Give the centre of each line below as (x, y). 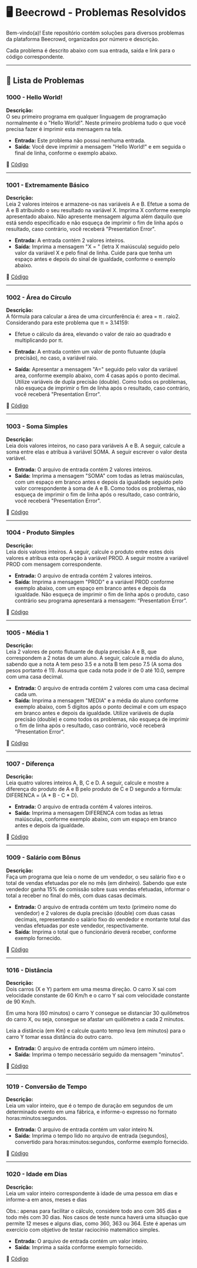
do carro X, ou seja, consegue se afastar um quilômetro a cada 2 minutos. (96, 1019)
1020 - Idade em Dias (37, 1174)
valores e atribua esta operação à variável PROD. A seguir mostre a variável (97, 558)
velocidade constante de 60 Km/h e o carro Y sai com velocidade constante (98, 995)
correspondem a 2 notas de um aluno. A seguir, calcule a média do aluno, (95, 658)
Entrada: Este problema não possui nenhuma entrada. (80, 140)
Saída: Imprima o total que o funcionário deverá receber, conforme (96, 932)
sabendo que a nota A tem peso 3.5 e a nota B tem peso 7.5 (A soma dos (94, 664)
